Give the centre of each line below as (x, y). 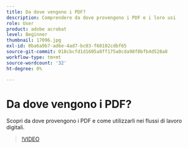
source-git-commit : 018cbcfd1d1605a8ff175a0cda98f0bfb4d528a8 (87, 52)
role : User (20, 23)
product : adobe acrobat (37, 29)
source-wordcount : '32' (37, 63)
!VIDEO (30, 139)
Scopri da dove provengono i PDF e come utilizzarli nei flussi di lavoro (94, 121)
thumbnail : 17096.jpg (34, 40)
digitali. (16, 127)
